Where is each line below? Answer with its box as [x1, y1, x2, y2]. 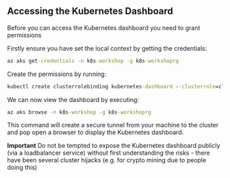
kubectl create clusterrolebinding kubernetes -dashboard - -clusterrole [7, 83, 216, 90]
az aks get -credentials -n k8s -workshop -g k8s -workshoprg [7, 58, 179, 64]
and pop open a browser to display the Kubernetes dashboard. [7, 128, 184, 136]
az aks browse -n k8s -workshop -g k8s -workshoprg [7, 109, 152, 116]
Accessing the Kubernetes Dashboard [7, 5, 173, 17]
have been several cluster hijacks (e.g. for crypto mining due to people [7, 156, 207, 164]
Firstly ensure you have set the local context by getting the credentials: [7, 44, 207, 52]
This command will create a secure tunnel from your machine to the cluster [7, 121, 219, 129]
